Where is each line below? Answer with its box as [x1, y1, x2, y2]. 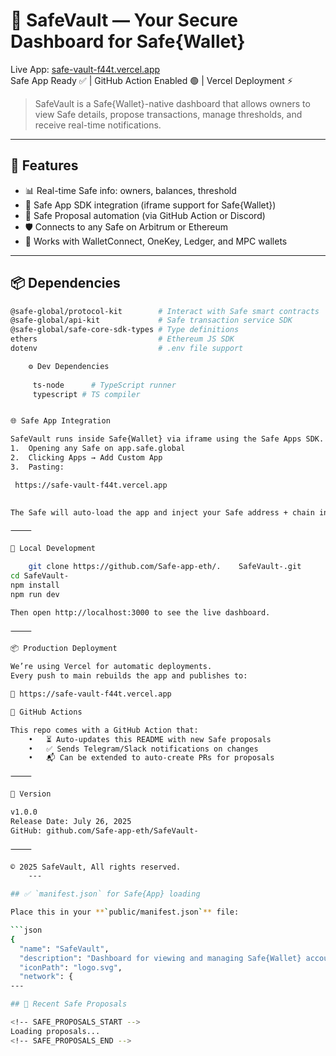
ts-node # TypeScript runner [32, 380, 177, 390]
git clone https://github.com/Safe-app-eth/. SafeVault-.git [28, 562, 302, 572]
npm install [10, 580, 60, 590]
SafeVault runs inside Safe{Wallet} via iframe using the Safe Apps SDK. [10, 434, 325, 444]
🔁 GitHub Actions [10, 707, 83, 717]
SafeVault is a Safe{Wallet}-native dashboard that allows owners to [34, 97, 311, 109]
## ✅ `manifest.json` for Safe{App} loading [10, 889, 201, 899]
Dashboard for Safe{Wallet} [10, 30, 246, 53]
